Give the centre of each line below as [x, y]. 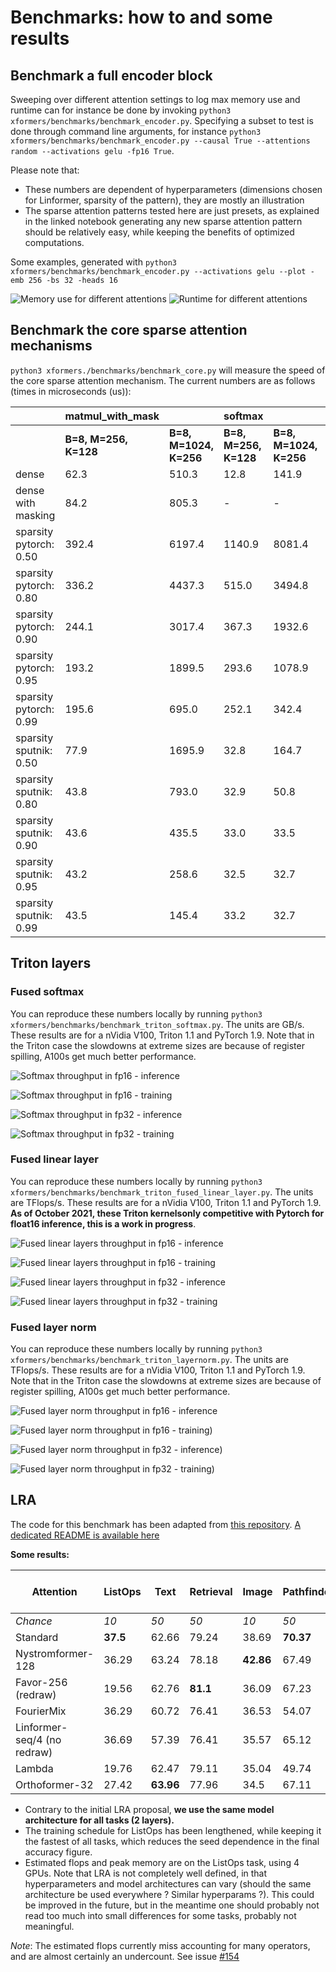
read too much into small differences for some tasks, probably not [160, 1915]
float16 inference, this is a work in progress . [103, 1223]
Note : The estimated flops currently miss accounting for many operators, [160, 1945]
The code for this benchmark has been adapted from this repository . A [156, 1524]
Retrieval [211, 1591]
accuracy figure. [58, 1852]
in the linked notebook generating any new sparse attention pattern [163, 221]
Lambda [34, 1768]
